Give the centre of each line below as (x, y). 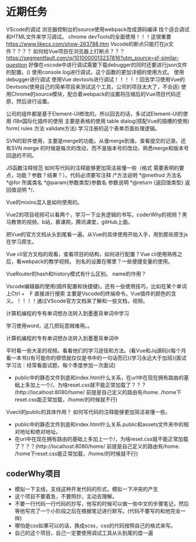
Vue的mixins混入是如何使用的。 (44, 202)
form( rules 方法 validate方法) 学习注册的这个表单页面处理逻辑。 (83, 128)
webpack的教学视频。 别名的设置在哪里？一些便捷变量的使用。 (97, 261)
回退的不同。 (21, 155)
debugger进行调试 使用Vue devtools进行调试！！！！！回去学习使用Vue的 (96, 79)
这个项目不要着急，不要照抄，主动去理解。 (66, 496)
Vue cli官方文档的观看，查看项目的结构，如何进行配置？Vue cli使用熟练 (92, 254)
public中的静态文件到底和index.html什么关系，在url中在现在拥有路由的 (99, 377)
